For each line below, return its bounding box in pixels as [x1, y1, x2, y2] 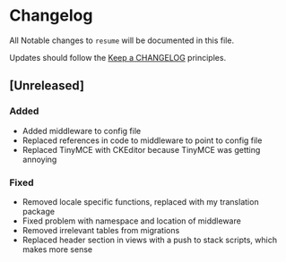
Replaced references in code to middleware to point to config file [22, 135, 263, 146]
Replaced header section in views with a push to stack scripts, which [22, 234, 278, 245]
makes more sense [22, 243, 92, 255]
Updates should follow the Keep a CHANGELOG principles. [9, 52, 227, 63]
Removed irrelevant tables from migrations [22, 224, 180, 235]
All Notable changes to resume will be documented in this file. [9, 35, 235, 46]
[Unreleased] [9, 78, 85, 94]
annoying [22, 154, 57, 165]
